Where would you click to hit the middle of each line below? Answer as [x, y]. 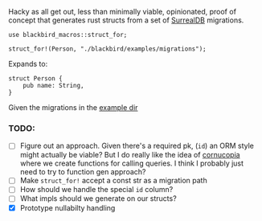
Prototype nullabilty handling [68, 207]
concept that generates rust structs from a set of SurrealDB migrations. [126, 20]
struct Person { [35, 79]
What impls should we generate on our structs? [98, 198]
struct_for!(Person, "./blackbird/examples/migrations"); [107, 49]
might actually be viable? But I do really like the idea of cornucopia [130, 155]
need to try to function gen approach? [83, 172]
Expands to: [28, 64]
